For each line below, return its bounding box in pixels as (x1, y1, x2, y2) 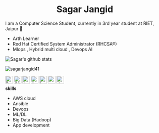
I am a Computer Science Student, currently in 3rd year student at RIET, (5, 20, 154, 26)
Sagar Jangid (56, 4, 114, 15)
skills (5, 85, 17, 92)
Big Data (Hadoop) (12, 116, 51, 122)
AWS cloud (12, 95, 36, 101)
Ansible (12, 100, 29, 107)
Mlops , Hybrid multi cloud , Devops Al (12, 46, 92, 52)
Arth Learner (12, 35, 39, 41)
